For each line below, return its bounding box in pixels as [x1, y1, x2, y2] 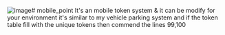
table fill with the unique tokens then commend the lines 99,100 [7, 21, 186, 28]
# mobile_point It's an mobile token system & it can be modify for [31, 7, 215, 14]
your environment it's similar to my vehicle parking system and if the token [7, 13, 218, 22]
